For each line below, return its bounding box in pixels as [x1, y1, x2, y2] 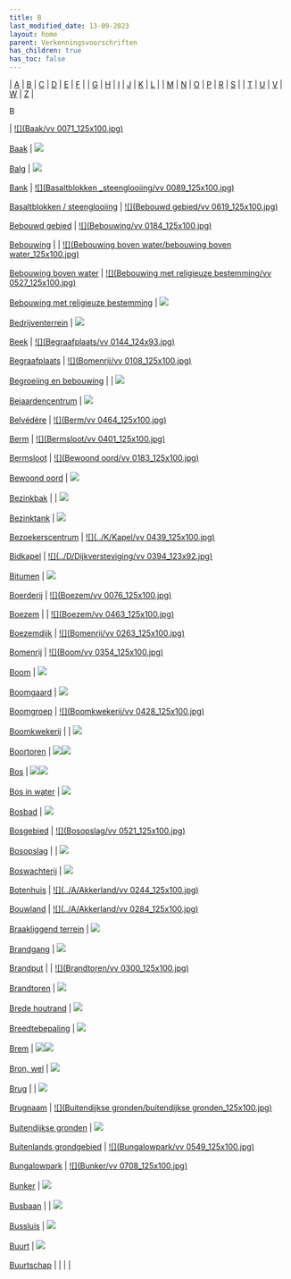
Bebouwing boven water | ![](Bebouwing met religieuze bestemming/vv [9, 268, 272, 278]
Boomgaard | [9, 687, 57, 698]
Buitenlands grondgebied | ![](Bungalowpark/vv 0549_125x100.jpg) [9, 1141, 254, 1152]
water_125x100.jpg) [9, 249, 79, 259]
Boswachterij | [9, 865, 62, 876]
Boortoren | [9, 747, 52, 757]
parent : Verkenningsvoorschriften [9, 38, 138, 47]
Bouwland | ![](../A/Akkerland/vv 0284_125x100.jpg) [9, 904, 199, 914]
